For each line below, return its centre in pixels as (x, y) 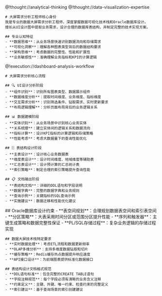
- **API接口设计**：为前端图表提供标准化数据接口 (49, 260)
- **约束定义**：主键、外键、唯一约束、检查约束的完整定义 (57, 284)
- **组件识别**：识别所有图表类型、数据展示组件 (48, 92)
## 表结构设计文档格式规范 (28, 269)
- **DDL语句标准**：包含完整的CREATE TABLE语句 (50, 274)
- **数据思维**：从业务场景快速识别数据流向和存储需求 (53, 42)
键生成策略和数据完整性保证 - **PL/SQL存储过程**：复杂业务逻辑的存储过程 (81, 223)
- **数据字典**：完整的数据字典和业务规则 (42, 191)
